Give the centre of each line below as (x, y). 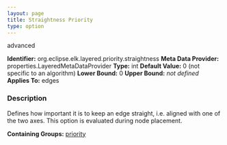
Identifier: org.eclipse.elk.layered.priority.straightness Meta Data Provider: (113, 59)
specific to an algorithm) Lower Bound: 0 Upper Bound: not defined (103, 73)
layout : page (26, 13)
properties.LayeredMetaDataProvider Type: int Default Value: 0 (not (104, 66)
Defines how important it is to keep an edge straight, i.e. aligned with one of (114, 113)
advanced (21, 46)
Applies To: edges (33, 81)
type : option (26, 26)
